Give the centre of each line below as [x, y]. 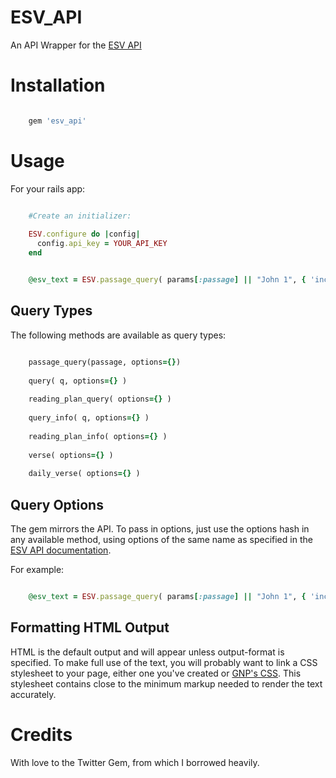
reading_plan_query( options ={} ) [100, 399]
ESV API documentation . [61, 550]
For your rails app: [48, 188]
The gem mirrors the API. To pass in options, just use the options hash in [160, 528]
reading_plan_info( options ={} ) [98, 436]
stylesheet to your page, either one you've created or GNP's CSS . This [156, 673]
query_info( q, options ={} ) [89, 418]
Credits [41, 734]
